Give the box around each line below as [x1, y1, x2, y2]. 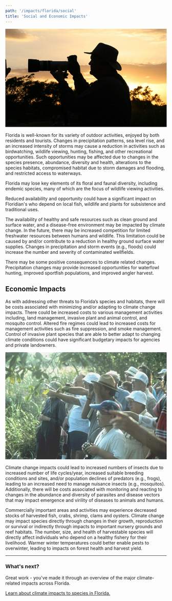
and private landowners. [5, 342, 57, 348]
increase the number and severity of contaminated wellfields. [5, 249, 135, 255]
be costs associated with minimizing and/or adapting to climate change [5, 304, 156, 310]
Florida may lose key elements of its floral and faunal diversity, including [5, 180, 158, 187]
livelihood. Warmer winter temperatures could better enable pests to [5, 540, 149, 546]
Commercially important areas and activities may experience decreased [5, 507, 157, 513]
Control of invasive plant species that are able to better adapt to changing [5, 331, 161, 337]
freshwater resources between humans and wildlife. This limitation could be [5, 233, 165, 239]
